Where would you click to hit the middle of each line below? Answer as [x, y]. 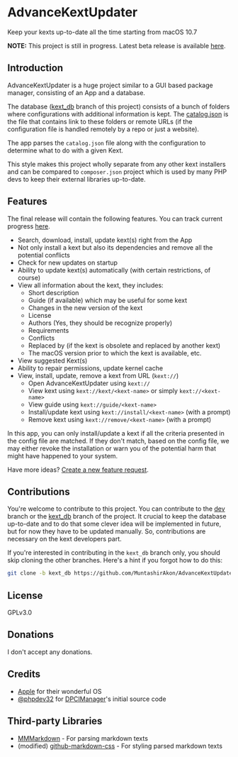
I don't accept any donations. [50, 652]
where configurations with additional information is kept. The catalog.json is [118, 114]
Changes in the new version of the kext [85, 308]
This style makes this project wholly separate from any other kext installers [117, 164]
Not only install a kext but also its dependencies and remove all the [115, 247]
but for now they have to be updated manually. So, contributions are [107, 531]
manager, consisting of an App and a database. [76, 92]
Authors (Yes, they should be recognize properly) [100, 323]
